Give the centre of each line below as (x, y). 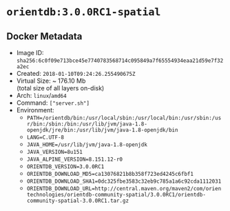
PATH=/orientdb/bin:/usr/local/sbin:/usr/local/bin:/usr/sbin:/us (124, 118)
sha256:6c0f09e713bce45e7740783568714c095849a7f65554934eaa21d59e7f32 (120, 61)
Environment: (35, 110)
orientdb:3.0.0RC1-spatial (84, 12)
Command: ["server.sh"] (53, 103)
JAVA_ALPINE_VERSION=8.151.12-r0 (75, 159)
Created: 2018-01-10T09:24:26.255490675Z (76, 73)
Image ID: (30, 53)
